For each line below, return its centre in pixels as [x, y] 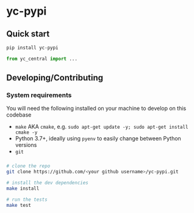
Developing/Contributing [55, 78]
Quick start [28, 34]
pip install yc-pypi [33, 48]
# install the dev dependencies [47, 183]
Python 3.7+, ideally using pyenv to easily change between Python [98, 139]
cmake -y [26, 132]
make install [23, 188]
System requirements [39, 95]
